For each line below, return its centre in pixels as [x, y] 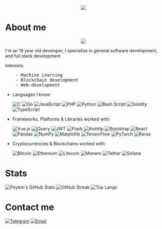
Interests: [15, 65]
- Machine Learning [39, 75]
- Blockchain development [47, 80]
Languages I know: [31, 94]
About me [26, 28]
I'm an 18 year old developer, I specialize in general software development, [81, 50]
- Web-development [38, 85]
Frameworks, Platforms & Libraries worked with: [61, 119]
